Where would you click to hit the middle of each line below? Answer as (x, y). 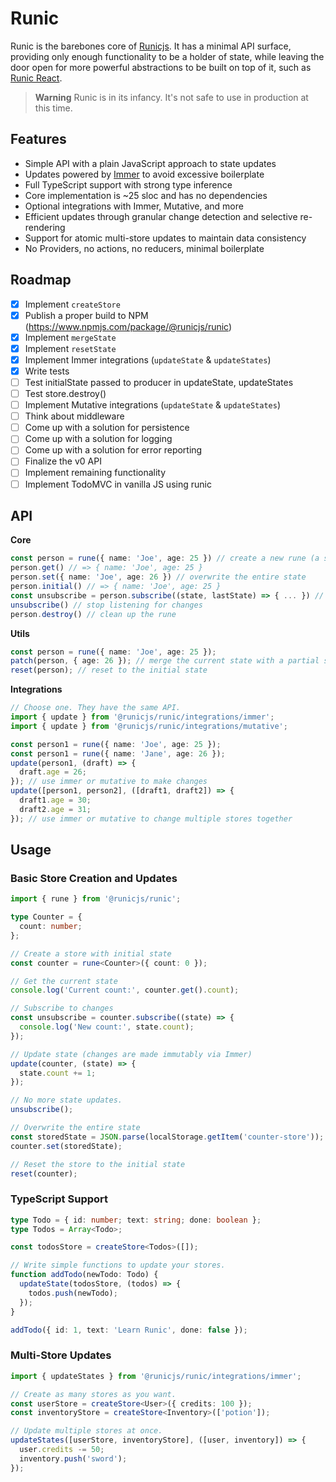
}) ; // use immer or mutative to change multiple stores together (151, 818)
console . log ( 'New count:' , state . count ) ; (107, 1027)
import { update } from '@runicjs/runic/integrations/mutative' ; (149, 726)
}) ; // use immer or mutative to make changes (109, 782)
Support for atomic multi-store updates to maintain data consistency (165, 238)
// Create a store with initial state (91, 953)
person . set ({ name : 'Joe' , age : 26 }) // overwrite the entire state (158, 577)
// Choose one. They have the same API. (96, 708)
